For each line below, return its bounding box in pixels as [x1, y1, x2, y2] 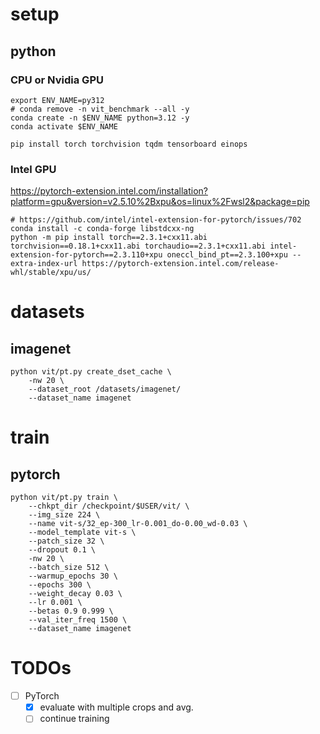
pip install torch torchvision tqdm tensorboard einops [10, 139, 248, 149]
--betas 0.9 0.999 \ [28, 606, 114, 617]
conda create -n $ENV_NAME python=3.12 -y [10, 113, 190, 123]
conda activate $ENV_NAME [10, 121, 118, 132]
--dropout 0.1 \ [28, 545, 97, 555]
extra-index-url [10, 259, 78, 269]
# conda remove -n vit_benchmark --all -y [10, 104, 190, 114]
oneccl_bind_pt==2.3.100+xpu [166, 250, 288, 260]
